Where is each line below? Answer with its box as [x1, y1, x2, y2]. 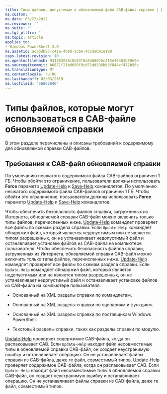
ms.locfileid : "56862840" [5, 81, 59, 86]
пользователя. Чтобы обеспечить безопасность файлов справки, [5, 246, 144, 252]
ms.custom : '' [5, 12, 35, 17]
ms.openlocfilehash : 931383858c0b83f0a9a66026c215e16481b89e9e [5, 58, 139, 63]
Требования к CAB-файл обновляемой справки [5, 159, 161, 168]
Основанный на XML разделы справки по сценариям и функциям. [12, 302, 153, 308]
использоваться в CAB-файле [5, 113, 136, 124]
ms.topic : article [5, 35, 43, 40]
